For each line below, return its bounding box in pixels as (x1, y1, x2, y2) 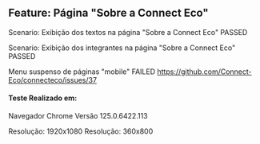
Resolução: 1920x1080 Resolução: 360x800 (8, 126, 154, 136)
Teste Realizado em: (8, 93, 78, 103)
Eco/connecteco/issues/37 (8, 75, 98, 84)
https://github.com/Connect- (157, 67, 252, 76)
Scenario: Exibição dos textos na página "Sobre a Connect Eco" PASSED (8, 27, 248, 37)
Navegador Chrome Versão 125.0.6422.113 (8, 111, 148, 121)
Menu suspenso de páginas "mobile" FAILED (8, 67, 156, 76)
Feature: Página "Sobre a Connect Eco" (8, 6, 210, 20)
